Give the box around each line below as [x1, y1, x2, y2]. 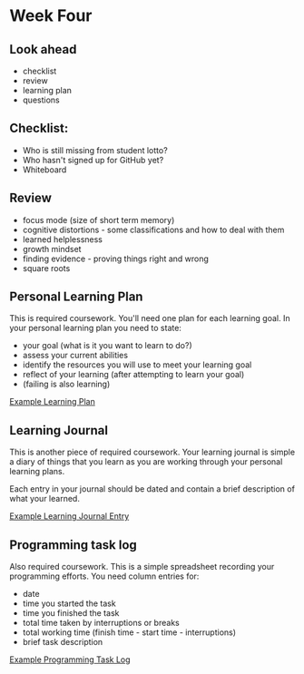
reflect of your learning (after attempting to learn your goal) [22, 369, 245, 380]
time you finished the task [22, 608, 120, 619]
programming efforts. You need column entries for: [9, 571, 200, 581]
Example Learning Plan [9, 396, 95, 407]
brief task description [22, 637, 103, 648]
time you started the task [22, 598, 116, 609]
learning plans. [9, 466, 65, 477]
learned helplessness [22, 233, 103, 245]
